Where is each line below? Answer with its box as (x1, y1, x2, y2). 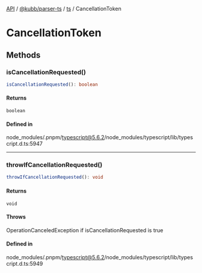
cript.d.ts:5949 (6, 260, 43, 267)
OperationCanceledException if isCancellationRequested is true (6, 226, 164, 233)
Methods (6, 50, 41, 60)
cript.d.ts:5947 (6, 140, 43, 148)
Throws (6, 213, 26, 221)
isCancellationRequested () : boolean (6, 81, 98, 88)
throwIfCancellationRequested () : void (6, 174, 103, 181)
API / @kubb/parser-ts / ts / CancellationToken (6, 5, 122, 12)
